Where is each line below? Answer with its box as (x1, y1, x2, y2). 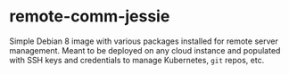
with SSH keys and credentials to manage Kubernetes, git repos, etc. (9, 54, 265, 65)
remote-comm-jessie (9, 6, 170, 27)
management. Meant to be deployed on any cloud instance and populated (9, 45, 281, 55)
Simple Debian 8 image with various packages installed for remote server (9, 36, 278, 46)
